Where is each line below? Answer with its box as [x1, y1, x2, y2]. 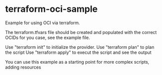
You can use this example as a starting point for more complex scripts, [5, 59, 150, 65]
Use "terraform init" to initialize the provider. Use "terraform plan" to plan [5, 44, 155, 50]
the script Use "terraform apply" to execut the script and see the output [5, 49, 152, 55]
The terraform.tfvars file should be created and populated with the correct [5, 29, 157, 35]
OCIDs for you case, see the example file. [5, 35, 90, 40]
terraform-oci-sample [5, 3, 98, 15]
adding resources [5, 64, 41, 70]
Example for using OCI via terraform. [5, 20, 81, 26]
